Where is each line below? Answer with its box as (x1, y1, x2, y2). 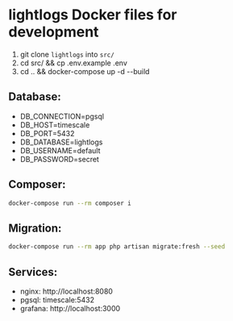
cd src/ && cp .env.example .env (19, 58, 127, 68)
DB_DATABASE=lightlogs (19, 137, 103, 147)
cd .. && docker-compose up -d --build (19, 66, 150, 76)
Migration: (8, 221, 62, 235)
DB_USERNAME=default (19, 145, 101, 155)
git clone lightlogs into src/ (19, 49, 114, 59)
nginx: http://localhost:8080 (19, 286, 113, 296)
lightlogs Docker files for (8, 6, 177, 24)
